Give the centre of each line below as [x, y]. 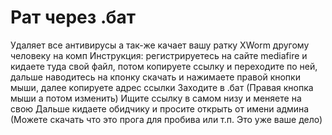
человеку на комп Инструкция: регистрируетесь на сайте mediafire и [159, 55]
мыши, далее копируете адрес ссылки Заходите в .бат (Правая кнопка [162, 87]
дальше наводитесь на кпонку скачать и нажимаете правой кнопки [155, 77]
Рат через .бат [73, 17]
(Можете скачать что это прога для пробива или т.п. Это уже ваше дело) [166, 119]
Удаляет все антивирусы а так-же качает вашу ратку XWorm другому [160, 45]
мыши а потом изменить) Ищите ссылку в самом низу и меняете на [156, 98]
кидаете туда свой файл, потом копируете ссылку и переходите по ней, [164, 66]
